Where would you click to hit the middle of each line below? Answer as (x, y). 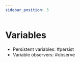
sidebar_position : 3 (27, 10)
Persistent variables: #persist (43, 49)
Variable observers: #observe (44, 54)
